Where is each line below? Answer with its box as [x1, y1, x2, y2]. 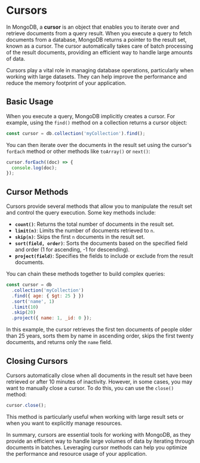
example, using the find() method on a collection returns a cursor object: [6, 119, 187, 126]
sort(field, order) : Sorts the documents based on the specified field [14, 240, 188, 247]
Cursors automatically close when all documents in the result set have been [6, 372, 192, 379]
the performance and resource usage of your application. [6, 450, 147, 457]
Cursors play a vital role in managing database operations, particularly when [6, 66, 194, 73]
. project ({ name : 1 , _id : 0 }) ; [11, 315, 93, 321]
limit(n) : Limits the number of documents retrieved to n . [14, 227, 155, 234]
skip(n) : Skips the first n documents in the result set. [14, 234, 145, 241]
